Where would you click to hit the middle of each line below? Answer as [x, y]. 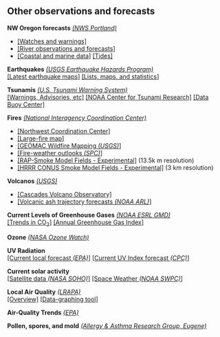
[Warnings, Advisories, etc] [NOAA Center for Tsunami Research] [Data [108, 97]
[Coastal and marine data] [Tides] [65, 56]
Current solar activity [38, 271]
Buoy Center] [26, 104]
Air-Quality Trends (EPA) [43, 312]
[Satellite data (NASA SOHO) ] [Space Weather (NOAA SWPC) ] [95, 279]
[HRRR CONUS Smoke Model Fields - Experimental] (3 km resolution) [115, 167]
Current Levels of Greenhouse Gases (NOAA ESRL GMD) [89, 215]
